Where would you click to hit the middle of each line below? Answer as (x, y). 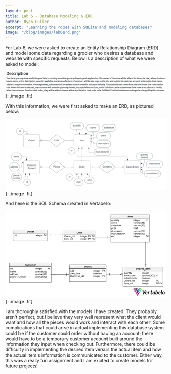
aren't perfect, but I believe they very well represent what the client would (83, 317)
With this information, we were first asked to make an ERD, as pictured (79, 106)
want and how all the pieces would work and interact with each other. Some (85, 322)
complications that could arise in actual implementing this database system (84, 328)
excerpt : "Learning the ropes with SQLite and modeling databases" (79, 27)
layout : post (19, 11)
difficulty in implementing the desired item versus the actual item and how (83, 350)
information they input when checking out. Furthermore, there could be (80, 344)
